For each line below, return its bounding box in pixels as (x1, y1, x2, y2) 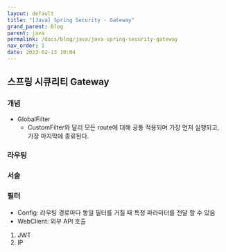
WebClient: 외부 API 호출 (17, 217, 87, 225)
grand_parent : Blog (7, 23, 64, 30)
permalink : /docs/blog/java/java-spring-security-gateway (7, 36, 178, 43)
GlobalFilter (17, 115, 51, 123)
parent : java (7, 29, 45, 37)
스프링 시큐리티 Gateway (7, 76, 110, 88)
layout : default (7, 10, 54, 17)
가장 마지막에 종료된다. (27, 132, 89, 140)
